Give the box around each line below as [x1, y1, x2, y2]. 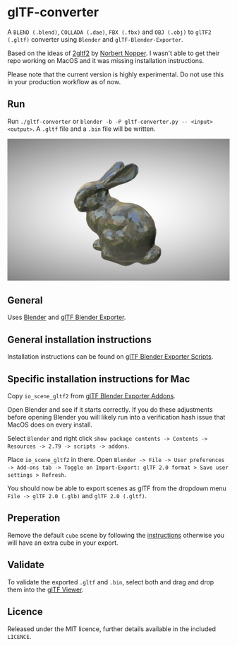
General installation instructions [7, 333, 152, 345]
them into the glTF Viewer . [7, 585, 84, 594]
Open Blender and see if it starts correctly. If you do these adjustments [7, 405, 213, 414]
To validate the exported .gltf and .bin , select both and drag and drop [7, 577, 214, 586]
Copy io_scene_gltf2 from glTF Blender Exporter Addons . [7, 392, 176, 400]
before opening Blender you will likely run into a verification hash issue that [7, 413, 226, 422]
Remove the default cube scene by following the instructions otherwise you [7, 531, 224, 539]
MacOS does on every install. [7, 420, 93, 429]
